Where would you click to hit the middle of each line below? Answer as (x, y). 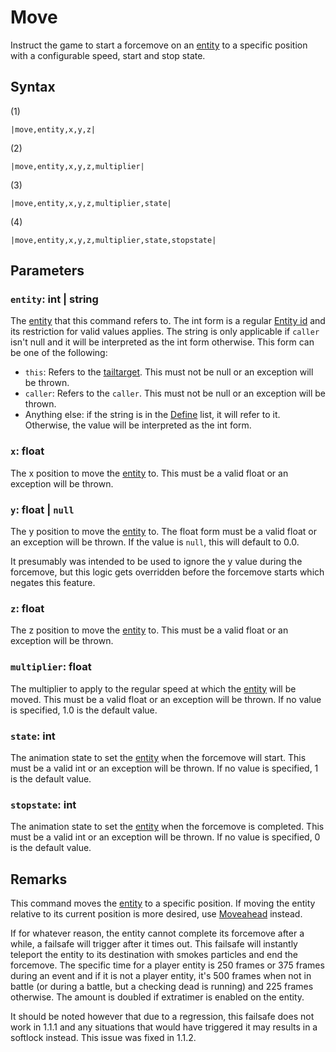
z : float (27, 608)
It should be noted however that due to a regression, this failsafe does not (162, 1017)
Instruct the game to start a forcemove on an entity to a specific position (159, 45)
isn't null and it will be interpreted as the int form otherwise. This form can (162, 342)
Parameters (47, 271)
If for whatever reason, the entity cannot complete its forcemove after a (157, 933)
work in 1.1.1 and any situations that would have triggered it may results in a (164, 1027)
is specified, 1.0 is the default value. (84, 710)
